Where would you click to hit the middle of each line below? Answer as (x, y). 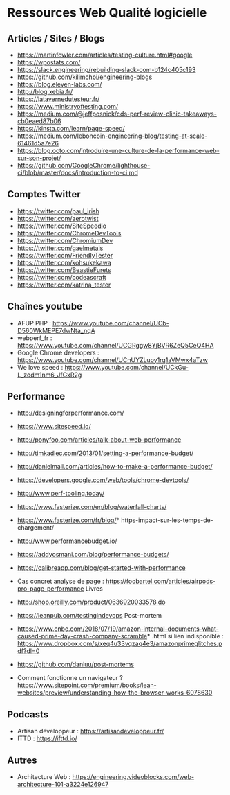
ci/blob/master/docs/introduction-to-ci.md (77, 172)
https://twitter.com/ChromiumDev (65, 240)
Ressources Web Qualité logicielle (107, 13)
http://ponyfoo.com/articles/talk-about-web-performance (99, 440)
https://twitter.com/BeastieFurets (64, 270)
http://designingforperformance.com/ (70, 413)
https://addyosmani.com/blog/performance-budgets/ (93, 555)
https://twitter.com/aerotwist (58, 218)
